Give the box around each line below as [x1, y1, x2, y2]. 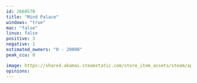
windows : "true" [6, 19, 46, 25]
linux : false [6, 30, 38, 36]
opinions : [6, 68, 30, 74]
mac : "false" [6, 25, 38, 31]
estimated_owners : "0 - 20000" [6, 47, 83, 53]
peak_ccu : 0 [6, 52, 35, 58]
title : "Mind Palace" [6, 14, 59, 20]
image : [6, 63, 22, 68]
